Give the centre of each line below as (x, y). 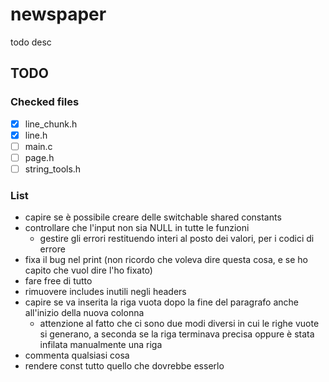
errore (52, 249)
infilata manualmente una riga (101, 345)
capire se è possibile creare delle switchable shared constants (153, 217)
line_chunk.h (51, 124)
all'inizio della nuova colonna (84, 313)
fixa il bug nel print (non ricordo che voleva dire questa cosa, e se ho (166, 260)
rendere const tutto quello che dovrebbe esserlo (124, 366)
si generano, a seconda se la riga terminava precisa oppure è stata (177, 334)
